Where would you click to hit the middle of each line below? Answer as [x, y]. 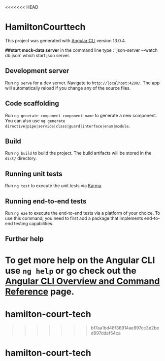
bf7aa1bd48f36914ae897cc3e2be [125, 328]
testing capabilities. [34, 223]
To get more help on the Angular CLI [80, 260]
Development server [37, 71]
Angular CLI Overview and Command [82, 281]
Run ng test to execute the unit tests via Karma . [54, 186]
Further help [25, 239]
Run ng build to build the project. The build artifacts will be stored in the [78, 153]
